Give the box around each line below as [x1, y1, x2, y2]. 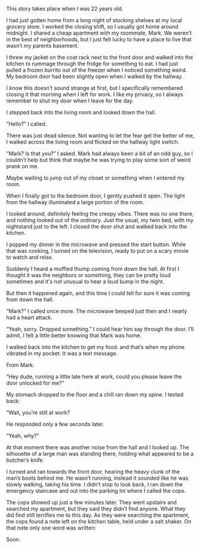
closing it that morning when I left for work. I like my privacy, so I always [6, 91, 183, 98]
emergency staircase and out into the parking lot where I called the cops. [6, 488, 186, 494]
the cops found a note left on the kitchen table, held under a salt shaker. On [6, 518, 192, 525]
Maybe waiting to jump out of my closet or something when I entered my [6, 174, 185, 181]
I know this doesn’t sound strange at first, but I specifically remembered [6, 84, 183, 92]
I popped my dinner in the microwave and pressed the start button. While [6, 241, 186, 248]
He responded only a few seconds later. [6, 420, 104, 428]
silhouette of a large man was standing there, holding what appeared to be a [6, 450, 194, 457]
